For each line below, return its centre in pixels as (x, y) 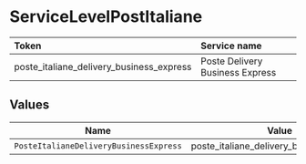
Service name (231, 46)
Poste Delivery (231, 61)
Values (30, 105)
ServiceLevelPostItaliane (106, 17)
